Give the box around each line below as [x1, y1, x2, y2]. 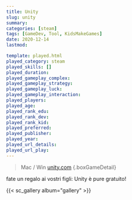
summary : [6, 20, 28, 26]
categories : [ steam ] [6, 25, 58, 32]
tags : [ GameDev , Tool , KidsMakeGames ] [6, 31, 102, 37]
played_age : [6, 103, 36, 109]
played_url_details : [6, 141, 58, 147]
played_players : [6, 97, 46, 103]
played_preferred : [6, 125, 52, 131]
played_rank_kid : [6, 119, 49, 125]
